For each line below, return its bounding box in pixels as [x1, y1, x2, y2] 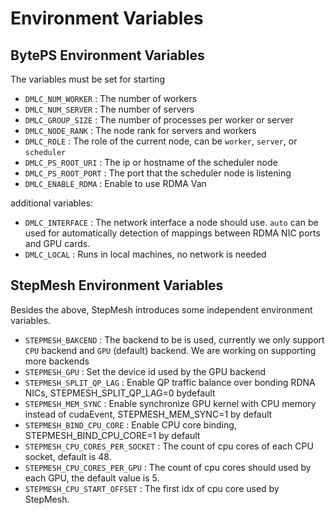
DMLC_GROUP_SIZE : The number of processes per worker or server [24, 114, 294, 126]
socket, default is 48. [24, 450, 112, 462]
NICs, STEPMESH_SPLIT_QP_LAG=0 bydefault [24, 387, 216, 399]
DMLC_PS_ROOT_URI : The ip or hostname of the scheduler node [24, 157, 278, 168]
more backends [24, 355, 90, 367]
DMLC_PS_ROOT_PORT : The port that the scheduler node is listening [24, 167, 292, 179]
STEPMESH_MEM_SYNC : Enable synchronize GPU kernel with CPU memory [24, 397, 317, 409]
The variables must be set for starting [10, 73, 165, 85]
